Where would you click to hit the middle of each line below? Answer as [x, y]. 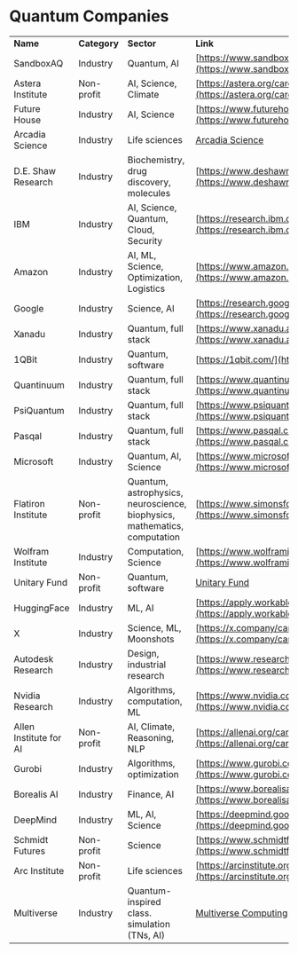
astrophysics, [155, 492]
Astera [27, 83]
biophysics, [151, 515]
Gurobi [28, 768]
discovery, [149, 182]
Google [29, 308]
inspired [144, 902]
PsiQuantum [39, 410]
